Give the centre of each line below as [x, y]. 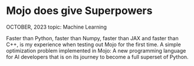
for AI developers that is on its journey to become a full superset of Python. [97, 57]
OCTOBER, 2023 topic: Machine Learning [57, 27]
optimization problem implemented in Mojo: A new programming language [96, 50]
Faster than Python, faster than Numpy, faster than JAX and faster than [92, 38]
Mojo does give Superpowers [79, 11]
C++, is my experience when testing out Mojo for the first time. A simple [93, 44]
